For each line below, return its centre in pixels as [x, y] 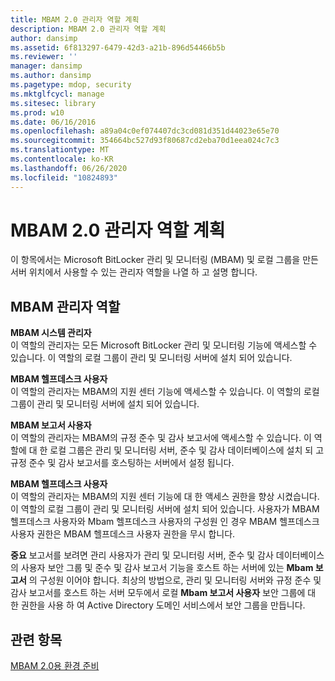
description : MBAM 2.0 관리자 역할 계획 [88, 29]
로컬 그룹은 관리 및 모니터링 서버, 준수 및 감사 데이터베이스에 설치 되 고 [187, 450]
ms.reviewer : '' [44, 57]
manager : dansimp [46, 66]
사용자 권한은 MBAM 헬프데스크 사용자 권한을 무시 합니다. [123, 534]
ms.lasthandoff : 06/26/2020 [69, 168]
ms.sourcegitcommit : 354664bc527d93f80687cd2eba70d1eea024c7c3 [145, 141]
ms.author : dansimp [51, 76]
